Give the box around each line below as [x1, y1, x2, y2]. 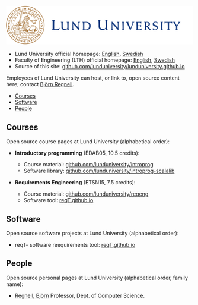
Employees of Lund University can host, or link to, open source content [6, 74, 180, 81]
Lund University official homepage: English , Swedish [14, 51, 143, 58]
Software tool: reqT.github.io [23, 197, 94, 204]
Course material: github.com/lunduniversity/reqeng [23, 190, 149, 197]
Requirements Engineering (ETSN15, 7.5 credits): [14, 179, 136, 186]
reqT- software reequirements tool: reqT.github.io [14, 241, 136, 248]
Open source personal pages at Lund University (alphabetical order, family [6, 274, 189, 281]
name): [6, 280, 24, 288]
